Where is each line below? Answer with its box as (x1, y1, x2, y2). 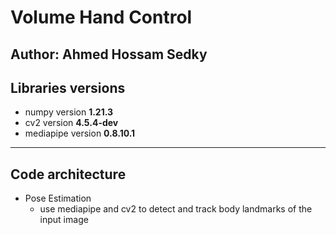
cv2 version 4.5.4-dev (24, 117, 119, 129)
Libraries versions (10, 79, 126, 96)
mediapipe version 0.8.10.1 (24, 127, 136, 140)
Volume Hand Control (10, 6, 193, 29)
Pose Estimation (24, 192, 92, 205)
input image (39, 214, 89, 226)
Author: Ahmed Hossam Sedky (10, 46, 208, 63)
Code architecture (10, 166, 127, 183)
